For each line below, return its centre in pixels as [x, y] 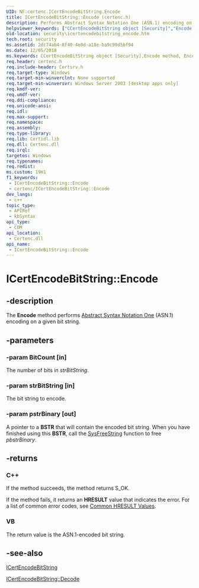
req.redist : [21, 167]
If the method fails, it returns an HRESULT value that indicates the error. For [98, 500]
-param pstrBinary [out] [41, 414]
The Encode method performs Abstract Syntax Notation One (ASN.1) [90, 315]
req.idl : [17, 111]
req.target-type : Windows [38, 73]
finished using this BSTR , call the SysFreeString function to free [84, 433]
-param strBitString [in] [41, 386]
